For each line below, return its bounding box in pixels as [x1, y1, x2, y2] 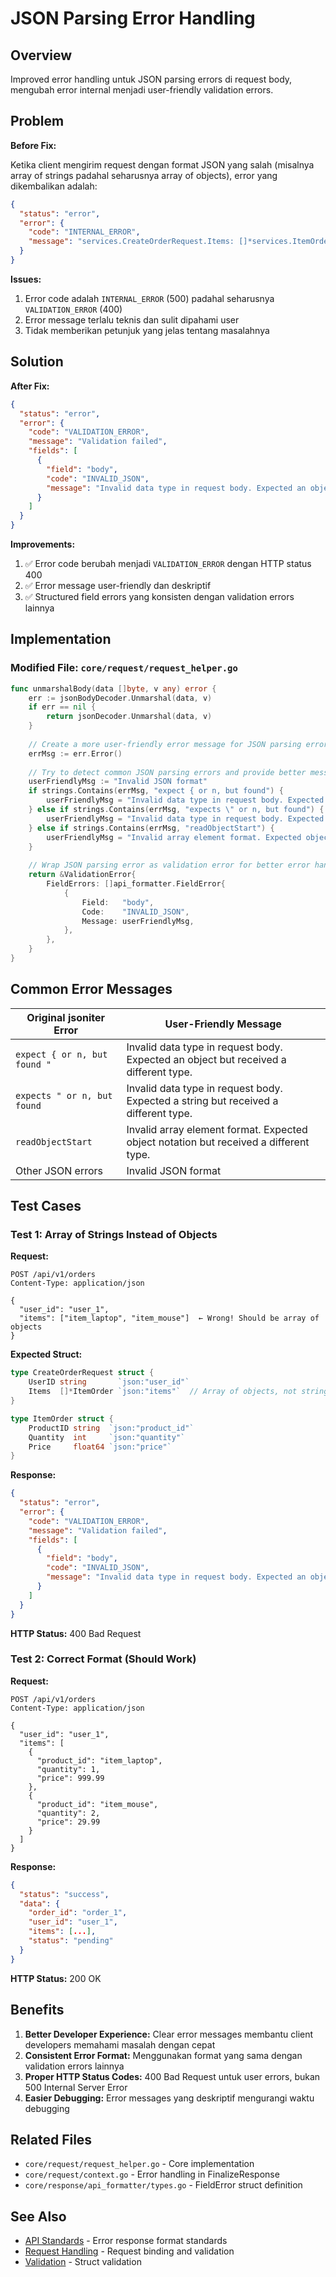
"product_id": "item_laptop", [36, 1755, 163, 1766]
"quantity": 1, [36, 1764, 101, 1774]
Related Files [10, 2131, 93, 2148]
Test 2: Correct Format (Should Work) [10, 1652, 197, 1666]
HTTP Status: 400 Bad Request [10, 1627, 142, 1639]
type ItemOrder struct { [10, 1413, 114, 1424]
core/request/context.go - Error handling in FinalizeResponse [24, 2168, 280, 2181]
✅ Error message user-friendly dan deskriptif [24, 580, 212, 591]
